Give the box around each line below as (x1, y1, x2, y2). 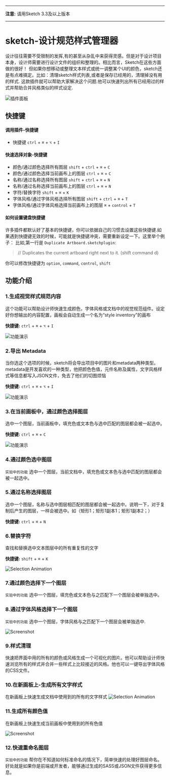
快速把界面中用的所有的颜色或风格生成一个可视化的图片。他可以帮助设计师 (5, 655, 160, 661)
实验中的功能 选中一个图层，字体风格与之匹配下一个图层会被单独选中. (5, 618, 146, 625)
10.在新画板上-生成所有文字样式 (5, 681, 82, 688)
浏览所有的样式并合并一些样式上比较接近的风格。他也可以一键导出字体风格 (9, 661, 165, 667)
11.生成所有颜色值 (5, 708, 48, 715)
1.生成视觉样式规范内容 (5, 293, 62, 300)
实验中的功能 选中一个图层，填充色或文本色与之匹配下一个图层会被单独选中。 (5, 592, 162, 598)
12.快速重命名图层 (5, 744, 49, 751)
